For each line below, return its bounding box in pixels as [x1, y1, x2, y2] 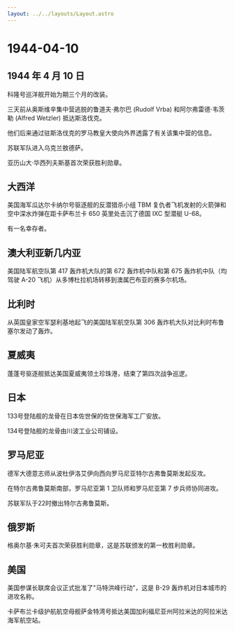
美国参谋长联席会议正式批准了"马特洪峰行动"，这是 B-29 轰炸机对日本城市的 [7, 583, 227, 592]
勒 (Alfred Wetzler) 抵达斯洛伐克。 [7, 114, 106, 122]
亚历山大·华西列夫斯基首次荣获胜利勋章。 [7, 158, 126, 167]
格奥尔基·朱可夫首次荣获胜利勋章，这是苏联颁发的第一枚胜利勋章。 [7, 541, 199, 550]
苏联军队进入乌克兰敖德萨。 [7, 143, 87, 151]
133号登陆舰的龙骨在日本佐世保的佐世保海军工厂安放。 [7, 412, 164, 420]
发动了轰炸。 [19, 327, 57, 335]
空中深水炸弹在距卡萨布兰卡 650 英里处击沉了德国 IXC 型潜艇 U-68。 [7, 210, 206, 218]
